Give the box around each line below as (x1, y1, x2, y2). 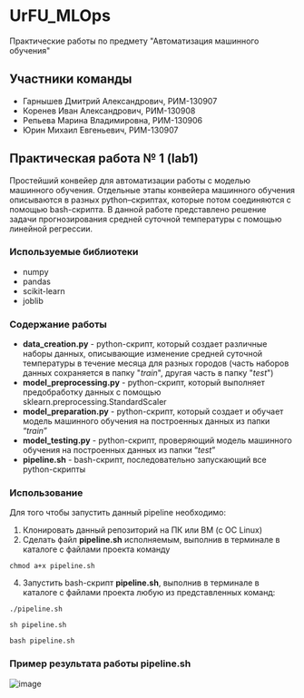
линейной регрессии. (9, 223, 93, 234)
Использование (9, 487, 83, 499)
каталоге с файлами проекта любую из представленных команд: (22, 587, 276, 598)
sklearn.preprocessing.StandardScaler (22, 397, 167, 408)
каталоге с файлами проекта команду (22, 544, 171, 555)
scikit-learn (22, 285, 65, 296)
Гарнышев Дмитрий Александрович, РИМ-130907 (22, 95, 218, 106)
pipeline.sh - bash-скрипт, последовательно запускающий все (22, 455, 267, 466)
